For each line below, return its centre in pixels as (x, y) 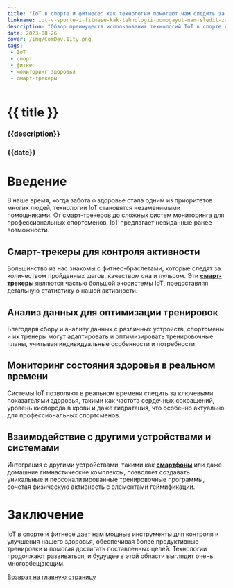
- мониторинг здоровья (43, 71)
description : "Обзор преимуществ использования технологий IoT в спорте (114, 26)
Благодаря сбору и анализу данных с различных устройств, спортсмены (115, 329)
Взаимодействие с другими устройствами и (109, 437)
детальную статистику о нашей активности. (72, 291)
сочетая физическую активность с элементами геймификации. (101, 487)
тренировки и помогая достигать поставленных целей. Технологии (107, 548)
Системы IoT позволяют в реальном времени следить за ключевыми (110, 393)
